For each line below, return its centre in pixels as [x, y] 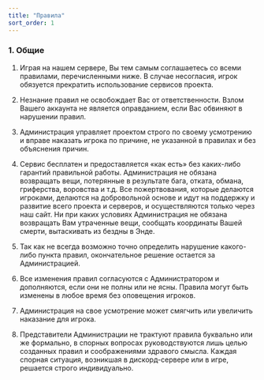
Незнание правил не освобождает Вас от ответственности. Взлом [132, 100]
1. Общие [26, 51]
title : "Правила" [37, 15]
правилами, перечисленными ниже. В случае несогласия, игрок [128, 76]
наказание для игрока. [58, 319]
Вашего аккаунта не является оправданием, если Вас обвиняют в [131, 108]
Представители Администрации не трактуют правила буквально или [136, 334]
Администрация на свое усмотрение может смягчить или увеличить [136, 310]
